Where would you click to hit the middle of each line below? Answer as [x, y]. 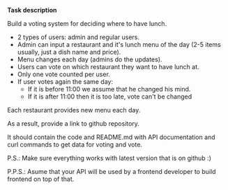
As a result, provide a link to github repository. [73, 124]
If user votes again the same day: [65, 82]
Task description [32, 10]
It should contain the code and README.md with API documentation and [111, 137]
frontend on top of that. [41, 179]
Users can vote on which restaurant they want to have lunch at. [108, 67]
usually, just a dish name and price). [69, 52]
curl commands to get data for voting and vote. [75, 145]
